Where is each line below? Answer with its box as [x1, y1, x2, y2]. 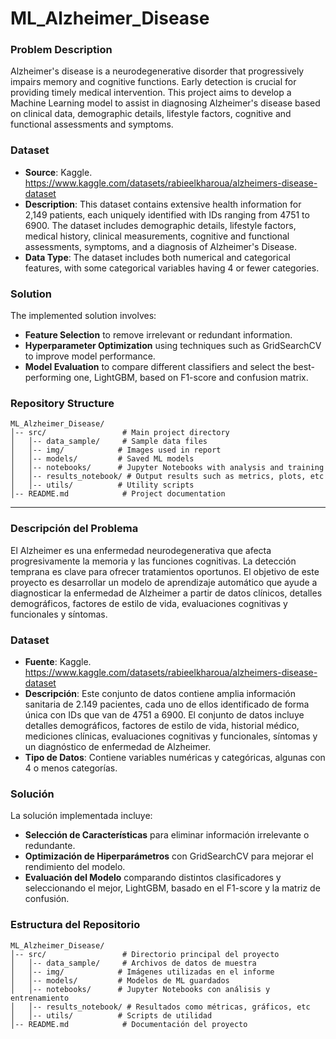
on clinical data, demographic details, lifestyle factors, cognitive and [10, 108, 292, 120]
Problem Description [10, 43, 113, 57]
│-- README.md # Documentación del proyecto [10, 1019, 248, 1029]
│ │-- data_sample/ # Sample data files [10, 437, 208, 447]
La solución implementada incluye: [10, 810, 153, 822]
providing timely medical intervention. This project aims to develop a [10, 87, 292, 99]
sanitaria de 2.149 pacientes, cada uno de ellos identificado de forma [24, 698, 310, 710]
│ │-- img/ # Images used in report [10, 445, 222, 456]
